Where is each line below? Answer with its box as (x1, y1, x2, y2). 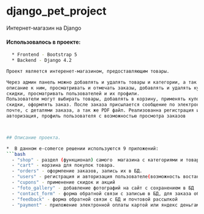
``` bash (6, 151, 26, 157)
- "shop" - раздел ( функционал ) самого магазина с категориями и (12, 156, 183, 163)
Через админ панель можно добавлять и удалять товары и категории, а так (6, 79, 197, 85)
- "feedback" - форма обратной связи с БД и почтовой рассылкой (12, 196, 178, 202)
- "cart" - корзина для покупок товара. (12, 162, 115, 169)
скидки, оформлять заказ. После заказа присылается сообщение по (6, 102, 175, 108)
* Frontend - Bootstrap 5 (12, 52, 78, 58)
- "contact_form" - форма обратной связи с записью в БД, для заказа (12, 190, 191, 196)
